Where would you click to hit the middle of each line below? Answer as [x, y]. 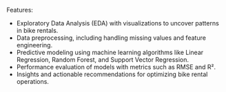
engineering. [34, 45]
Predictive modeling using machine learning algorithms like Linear [110, 52]
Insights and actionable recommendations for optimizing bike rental [112, 74]
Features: [20, 10]
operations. [33, 81]
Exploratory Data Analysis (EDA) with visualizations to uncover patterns [118, 23]
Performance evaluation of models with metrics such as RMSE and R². [116, 67]
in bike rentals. [37, 31]
